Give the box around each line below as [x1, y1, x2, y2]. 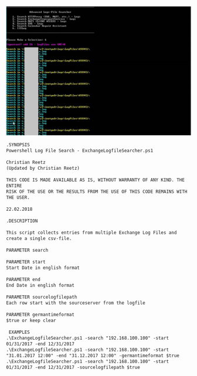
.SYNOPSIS [6, 142, 30, 148]
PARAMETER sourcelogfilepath [6, 294, 77, 300]
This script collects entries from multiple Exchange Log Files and [6, 230, 177, 235]
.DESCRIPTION [6, 218, 38, 224]
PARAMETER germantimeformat [6, 312, 75, 317]
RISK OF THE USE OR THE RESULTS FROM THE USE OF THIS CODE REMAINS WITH [6, 189, 188, 194]
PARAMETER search [6, 247, 49, 253]
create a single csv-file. [6, 235, 72, 241]
